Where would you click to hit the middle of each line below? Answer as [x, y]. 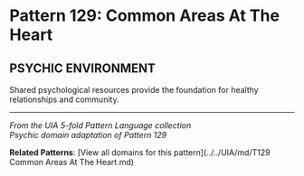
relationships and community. [64, 99]
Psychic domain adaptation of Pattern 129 [88, 135]
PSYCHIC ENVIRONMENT [83, 68]
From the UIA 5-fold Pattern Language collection [100, 125]
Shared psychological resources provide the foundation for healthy [134, 90]
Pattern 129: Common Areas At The [145, 16]
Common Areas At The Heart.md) [71, 162]
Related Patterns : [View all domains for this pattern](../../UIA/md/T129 [140, 153]
